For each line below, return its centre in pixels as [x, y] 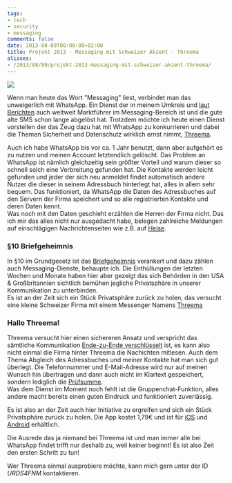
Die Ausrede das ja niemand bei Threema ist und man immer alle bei [104, 438]
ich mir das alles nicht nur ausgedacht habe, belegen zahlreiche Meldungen [115, 221]
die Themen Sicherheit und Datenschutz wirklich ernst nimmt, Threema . [109, 134]
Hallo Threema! [33, 323]
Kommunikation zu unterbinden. [52, 290]
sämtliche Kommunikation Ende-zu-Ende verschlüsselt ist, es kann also [109, 345]
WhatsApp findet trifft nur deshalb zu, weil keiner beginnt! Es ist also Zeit [111, 445]
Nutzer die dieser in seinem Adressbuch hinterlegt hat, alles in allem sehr [111, 184]
